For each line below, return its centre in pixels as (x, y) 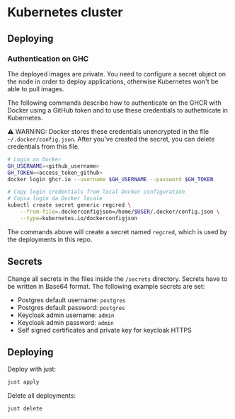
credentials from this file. (44, 147)
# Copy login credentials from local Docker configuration (96, 192)
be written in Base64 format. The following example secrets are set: (106, 286)
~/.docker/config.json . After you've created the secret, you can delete (111, 139)
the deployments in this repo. (50, 239)
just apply (23, 382)
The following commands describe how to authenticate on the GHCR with (114, 103)
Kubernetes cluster (65, 12)
